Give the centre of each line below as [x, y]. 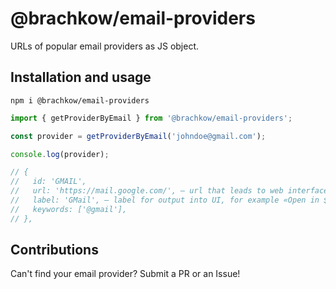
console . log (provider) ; [60, 154]
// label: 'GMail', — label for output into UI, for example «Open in [165, 200]
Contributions [54, 250]
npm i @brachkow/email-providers [80, 100]
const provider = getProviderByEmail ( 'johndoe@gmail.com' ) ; [138, 136]
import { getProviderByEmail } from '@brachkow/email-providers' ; [151, 118]
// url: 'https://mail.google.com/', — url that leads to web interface [169, 191]
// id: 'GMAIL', [48, 182]
